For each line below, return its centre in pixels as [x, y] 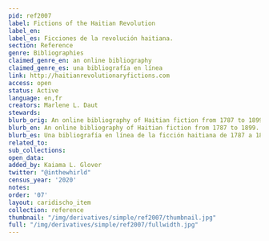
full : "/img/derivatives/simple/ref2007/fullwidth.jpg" [103, 225]
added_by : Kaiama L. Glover [55, 165]
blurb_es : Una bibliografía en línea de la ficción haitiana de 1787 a [130, 135]
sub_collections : [37, 150]
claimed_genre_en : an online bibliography [80, 61]
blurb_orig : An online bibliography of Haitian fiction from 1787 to [127, 120]
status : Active [34, 90]
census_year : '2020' [43, 180]
